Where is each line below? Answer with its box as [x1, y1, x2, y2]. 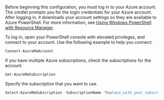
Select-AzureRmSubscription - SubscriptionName [5, 90, 102, 95]
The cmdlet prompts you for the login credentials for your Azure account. [5, 9, 152, 15]
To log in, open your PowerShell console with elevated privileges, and [5, 34, 145, 40]
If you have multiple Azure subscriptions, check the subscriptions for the [5, 57, 151, 63]
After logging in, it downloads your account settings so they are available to [5, 15, 157, 20]
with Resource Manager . [5, 25, 54, 31]
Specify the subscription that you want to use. [5, 81, 98, 86]
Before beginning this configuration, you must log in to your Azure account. [5, 4, 157, 10]
